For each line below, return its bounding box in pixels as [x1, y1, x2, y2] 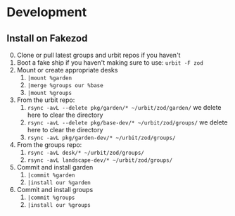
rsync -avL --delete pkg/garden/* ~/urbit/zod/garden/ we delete [27, 103, 222, 111]
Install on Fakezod [6, 32, 88, 44]
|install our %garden [27, 179, 91, 186]
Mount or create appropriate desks [16, 66, 118, 74]
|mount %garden [27, 75, 72, 82]
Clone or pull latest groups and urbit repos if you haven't [16, 51, 181, 59]
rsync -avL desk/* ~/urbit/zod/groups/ [27, 149, 145, 156]
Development [6, 4, 87, 20]
